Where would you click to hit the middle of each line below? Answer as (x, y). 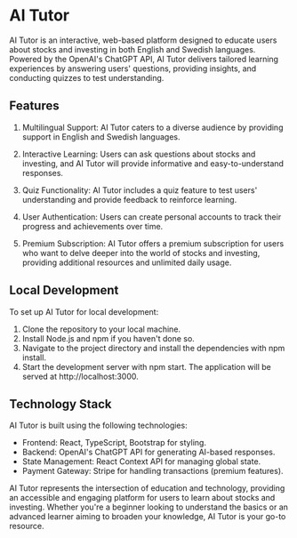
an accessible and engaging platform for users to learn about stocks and (142, 498)
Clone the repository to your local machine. (101, 329)
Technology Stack (60, 404)
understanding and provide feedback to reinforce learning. (129, 199)
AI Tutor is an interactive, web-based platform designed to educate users (143, 40)
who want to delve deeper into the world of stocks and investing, (141, 253)
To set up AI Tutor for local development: (84, 311)
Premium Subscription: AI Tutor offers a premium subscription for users (153, 243)
